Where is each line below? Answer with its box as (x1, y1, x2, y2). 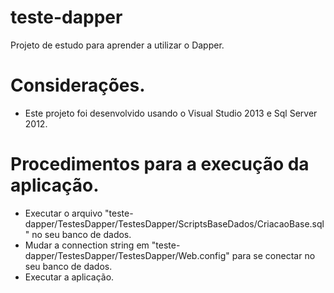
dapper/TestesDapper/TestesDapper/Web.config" (24, 249, 230, 261)
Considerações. (10, 74, 146, 97)
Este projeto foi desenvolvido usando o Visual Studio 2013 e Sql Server (24, 107, 318, 119)
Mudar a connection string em (24, 239, 150, 251)
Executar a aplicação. (24, 271, 115, 283)
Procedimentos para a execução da (10, 153, 310, 176)
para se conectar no (231, 249, 316, 261)
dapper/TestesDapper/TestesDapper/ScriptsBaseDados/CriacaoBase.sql (24, 217, 325, 230)
